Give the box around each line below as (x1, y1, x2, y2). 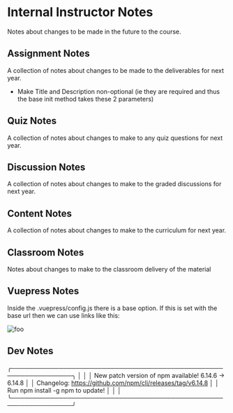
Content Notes (7, 207, 72, 219)
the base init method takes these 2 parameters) (17, 94, 154, 103)
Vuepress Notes (7, 285, 80, 297)
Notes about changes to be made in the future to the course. (7, 27, 181, 36)
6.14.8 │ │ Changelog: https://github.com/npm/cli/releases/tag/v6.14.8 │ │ (7, 379, 220, 387)
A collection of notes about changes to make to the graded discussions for (7, 180, 222, 188)
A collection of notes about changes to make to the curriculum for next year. (7, 226, 227, 234)
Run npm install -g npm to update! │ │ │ (7, 386, 122, 394)
